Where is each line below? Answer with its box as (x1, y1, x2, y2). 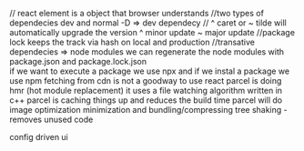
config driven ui (9, 132, 68, 142)
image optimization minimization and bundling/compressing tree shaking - (9, 105, 289, 115)
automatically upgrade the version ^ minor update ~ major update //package (9, 27, 296, 37)
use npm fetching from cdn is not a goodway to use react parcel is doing (9, 75, 282, 86)
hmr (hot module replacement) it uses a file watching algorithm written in (9, 86, 283, 96)
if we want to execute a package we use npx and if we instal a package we (9, 65, 289, 76)
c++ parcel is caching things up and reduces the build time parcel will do (9, 95, 283, 106)
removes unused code (9, 114, 94, 125)
